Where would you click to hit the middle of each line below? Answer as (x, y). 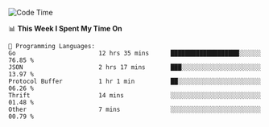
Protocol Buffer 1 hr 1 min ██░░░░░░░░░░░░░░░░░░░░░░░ (135, 81)
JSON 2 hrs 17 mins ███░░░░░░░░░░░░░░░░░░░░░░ (135, 68)
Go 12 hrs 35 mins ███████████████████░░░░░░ (135, 53)
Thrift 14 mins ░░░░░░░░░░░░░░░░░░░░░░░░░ (135, 96)
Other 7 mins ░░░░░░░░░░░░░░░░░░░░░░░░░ (135, 109)
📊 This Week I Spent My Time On (65, 29)
